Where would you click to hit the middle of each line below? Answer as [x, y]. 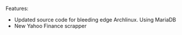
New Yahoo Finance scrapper [50, 26]
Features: [17, 8]
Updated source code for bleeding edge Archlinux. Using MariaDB [95, 20]
